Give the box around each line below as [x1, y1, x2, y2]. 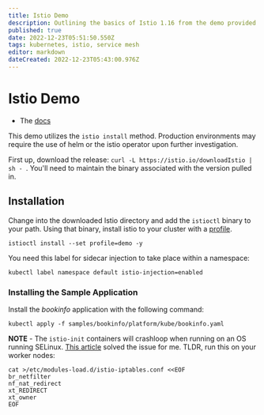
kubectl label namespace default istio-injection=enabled [8, 268, 203, 277]
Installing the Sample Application [8, 286, 138, 297]
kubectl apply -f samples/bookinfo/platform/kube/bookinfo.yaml [8, 319, 224, 328]
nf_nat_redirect [8, 379, 62, 387]
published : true [8, 26, 62, 34]
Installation [8, 194, 65, 208]
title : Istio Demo [8, 11, 69, 20]
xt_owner [8, 393, 37, 402]
